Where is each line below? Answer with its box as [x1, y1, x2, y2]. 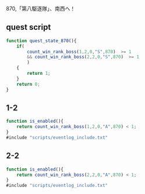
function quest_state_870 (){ [6, 37, 77, 44]
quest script [6, 22, 51, 32]
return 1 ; [27, 71, 51, 77]
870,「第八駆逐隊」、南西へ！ [6, 5, 76, 12]
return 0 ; [16, 81, 41, 87]
